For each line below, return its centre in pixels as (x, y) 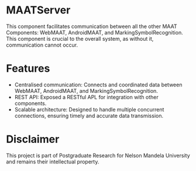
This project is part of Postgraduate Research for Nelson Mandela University (98, 155)
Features (28, 69)
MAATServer (38, 10)
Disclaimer (33, 139)
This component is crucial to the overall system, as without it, (80, 39)
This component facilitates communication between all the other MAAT (92, 26)
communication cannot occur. (42, 45)
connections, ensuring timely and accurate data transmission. (89, 116)
